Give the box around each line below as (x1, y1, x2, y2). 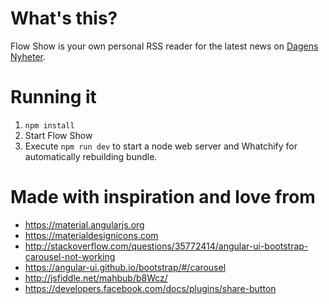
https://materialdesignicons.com (24, 229, 159, 241)
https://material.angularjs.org (24, 218, 145, 231)
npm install (24, 120, 75, 131)
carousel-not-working (24, 250, 116, 262)
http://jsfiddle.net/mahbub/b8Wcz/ (24, 272, 168, 284)
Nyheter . (10, 50, 47, 62)
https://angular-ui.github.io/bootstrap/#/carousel (24, 261, 227, 273)
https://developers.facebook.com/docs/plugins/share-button (24, 282, 277, 294)
